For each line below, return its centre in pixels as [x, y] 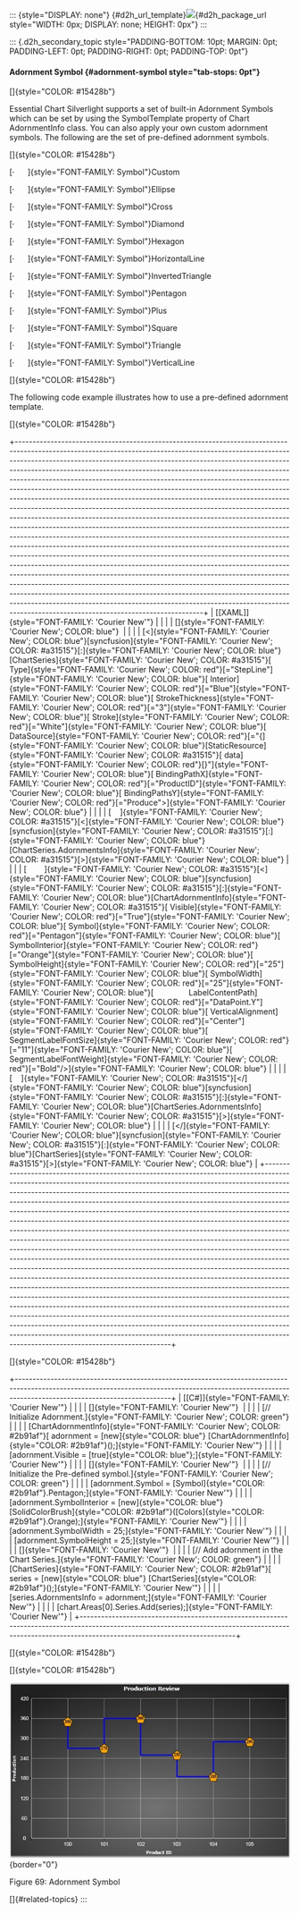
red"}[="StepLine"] [238, 670]
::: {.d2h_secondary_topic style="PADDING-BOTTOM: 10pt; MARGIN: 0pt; [144, 42]
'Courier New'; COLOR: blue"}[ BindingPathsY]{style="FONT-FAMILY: [137, 793]
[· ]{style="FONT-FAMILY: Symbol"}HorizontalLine [107, 258]
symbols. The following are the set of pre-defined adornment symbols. [139, 138]
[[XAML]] [233, 613]
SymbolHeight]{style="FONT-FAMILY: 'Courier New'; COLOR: [122, 964]
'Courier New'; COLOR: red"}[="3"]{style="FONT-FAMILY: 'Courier [164, 707]
